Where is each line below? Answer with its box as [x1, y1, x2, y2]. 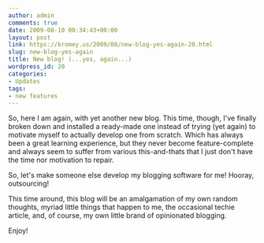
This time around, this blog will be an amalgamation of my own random [8, 194, 238, 204]
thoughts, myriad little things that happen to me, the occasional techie [8, 202, 235, 212]
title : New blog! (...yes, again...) [8, 56, 132, 64]
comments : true [8, 19, 58, 27]
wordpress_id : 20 [8, 63, 65, 71]
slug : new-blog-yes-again [8, 48, 93, 56]
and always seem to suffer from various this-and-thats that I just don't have [8, 147, 254, 156]
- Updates [8, 77, 41, 85]
